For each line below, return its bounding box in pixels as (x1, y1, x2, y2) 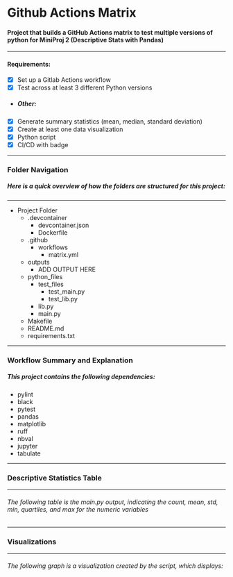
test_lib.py (48, 294, 78, 303)
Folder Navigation (7, 165, 69, 174)
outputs (27, 258, 50, 266)
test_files (37, 280, 64, 288)
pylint (17, 390, 33, 399)
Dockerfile (37, 228, 68, 237)
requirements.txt (27, 331, 75, 340)
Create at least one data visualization (17, 125, 123, 133)
